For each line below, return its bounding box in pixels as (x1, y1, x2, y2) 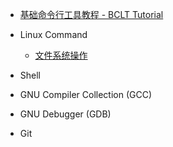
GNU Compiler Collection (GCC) (19, 89, 153, 100)
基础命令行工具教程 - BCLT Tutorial (19, 9, 164, 20)
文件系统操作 (34, 49, 88, 61)
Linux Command (19, 29, 88, 40)
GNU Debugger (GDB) (19, 108, 112, 120)
